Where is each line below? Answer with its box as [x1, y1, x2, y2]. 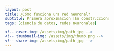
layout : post [5, 7, 32, 12]
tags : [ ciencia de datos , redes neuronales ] [5, 20, 97, 26]
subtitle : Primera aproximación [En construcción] [5, 16, 110, 21]
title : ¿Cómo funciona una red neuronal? [5, 12, 91, 17]
